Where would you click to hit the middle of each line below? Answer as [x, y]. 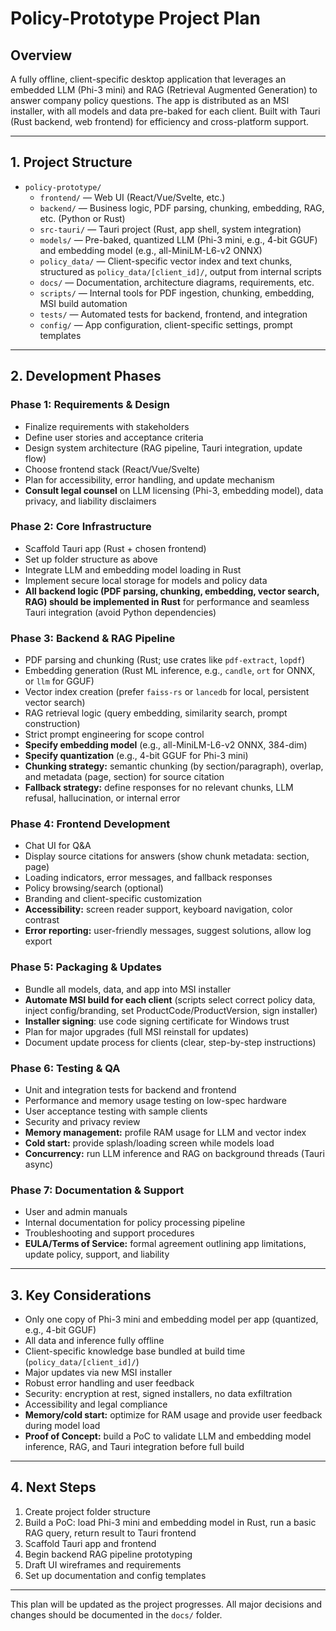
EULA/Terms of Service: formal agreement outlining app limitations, [165, 1244]
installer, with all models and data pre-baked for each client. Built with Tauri [165, 111]
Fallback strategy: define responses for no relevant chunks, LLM [159, 788]
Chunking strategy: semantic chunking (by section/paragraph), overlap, [174, 766]
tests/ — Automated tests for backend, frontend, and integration [173, 314]
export [38, 941]
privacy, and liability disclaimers [90, 501]
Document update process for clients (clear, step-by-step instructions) [170, 1042]
